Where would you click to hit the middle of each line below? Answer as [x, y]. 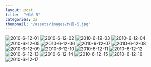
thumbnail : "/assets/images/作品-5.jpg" [48, 24]
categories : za [21, 19]
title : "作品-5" [23, 15]
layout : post [19, 10]
